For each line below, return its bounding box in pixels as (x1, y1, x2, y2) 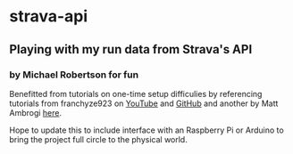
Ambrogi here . (9, 107, 63, 118)
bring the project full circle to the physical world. (9, 134, 188, 144)
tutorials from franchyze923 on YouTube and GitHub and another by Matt (9, 98, 279, 109)
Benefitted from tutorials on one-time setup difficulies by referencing (9, 88, 263, 99)
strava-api (9, 6, 88, 27)
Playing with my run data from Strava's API (9, 42, 253, 57)
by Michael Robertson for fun (9, 69, 139, 81)
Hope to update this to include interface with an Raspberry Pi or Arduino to (9, 125, 284, 135)
